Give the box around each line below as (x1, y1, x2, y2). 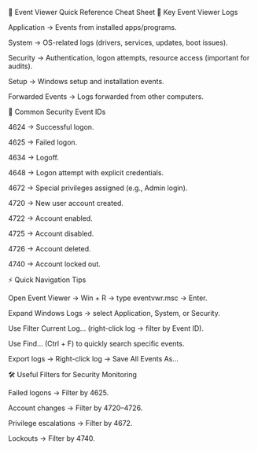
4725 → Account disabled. (8, 229, 94, 238)
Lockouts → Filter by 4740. (8, 434, 96, 443)
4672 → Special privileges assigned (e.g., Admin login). (8, 183, 188, 192)
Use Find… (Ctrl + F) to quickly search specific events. (8, 339, 185, 348)
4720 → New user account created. (8, 199, 124, 207)
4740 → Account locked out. (8, 259, 101, 269)
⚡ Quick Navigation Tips (8, 275, 87, 284)
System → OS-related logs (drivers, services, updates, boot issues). (8, 38, 228, 47)
